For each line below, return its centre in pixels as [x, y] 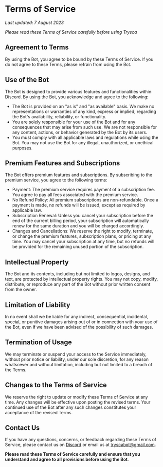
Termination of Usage [38, 343]
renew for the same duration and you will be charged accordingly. [78, 226]
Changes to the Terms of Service [56, 385]
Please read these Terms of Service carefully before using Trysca [71, 32]
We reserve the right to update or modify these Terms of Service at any [77, 397]
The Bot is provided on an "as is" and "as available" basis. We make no [83, 106]
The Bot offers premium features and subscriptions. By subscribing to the [79, 175]
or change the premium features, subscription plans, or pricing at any [82, 236]
